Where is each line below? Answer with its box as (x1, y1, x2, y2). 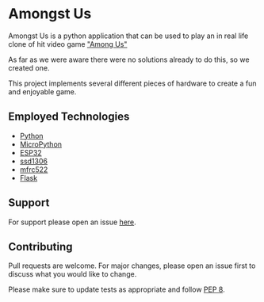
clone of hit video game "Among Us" (8, 39, 128, 48)
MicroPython (19, 140, 62, 149)
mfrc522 (19, 164, 48, 174)
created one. (8, 63, 50, 72)
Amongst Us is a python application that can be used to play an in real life (8, 31, 249, 40)
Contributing (8, 239, 73, 254)
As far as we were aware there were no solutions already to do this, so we (8, 55, 250, 64)
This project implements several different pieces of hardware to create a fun (8, 78, 257, 88)
